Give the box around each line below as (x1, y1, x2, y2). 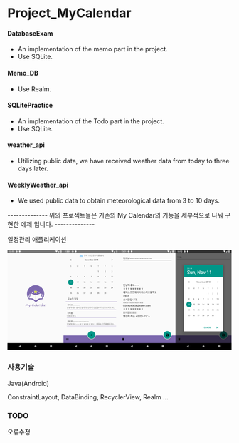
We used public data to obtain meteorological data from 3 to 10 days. (17, 196, 221, 205)
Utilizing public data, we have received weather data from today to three (17, 157, 230, 165)
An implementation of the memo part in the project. (17, 45, 169, 54)
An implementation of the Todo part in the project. (17, 116, 165, 126)
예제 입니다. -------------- (20, 220, 95, 229)
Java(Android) (7, 379, 50, 387)
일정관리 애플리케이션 (7, 235, 67, 244)
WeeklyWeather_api (7, 180, 69, 189)
